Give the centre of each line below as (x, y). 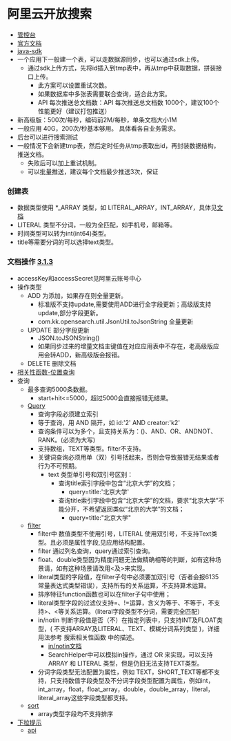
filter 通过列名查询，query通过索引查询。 (96, 551)
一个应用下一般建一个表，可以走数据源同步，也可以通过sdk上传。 (110, 59)
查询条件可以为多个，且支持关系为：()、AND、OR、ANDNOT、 (127, 431)
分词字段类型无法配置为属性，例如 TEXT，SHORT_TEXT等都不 (126, 672)
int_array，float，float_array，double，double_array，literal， (125, 689)
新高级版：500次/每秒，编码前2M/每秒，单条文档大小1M (97, 120)
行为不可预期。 (59, 466)
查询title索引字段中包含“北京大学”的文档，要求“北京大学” (138, 500)
